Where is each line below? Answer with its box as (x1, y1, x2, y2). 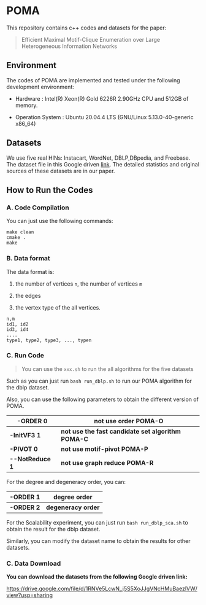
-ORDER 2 (9, 503, 40, 512)
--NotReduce (9, 455, 51, 463)
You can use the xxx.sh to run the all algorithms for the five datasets (21, 365, 194, 372)
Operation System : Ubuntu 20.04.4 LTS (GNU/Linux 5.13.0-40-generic (15, 113, 194, 120)
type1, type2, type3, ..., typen (6, 337, 92, 343)
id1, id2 (6, 321, 29, 327)
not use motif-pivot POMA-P (61, 445, 148, 453)
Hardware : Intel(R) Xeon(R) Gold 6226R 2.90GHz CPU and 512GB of (15, 95, 189, 102)
